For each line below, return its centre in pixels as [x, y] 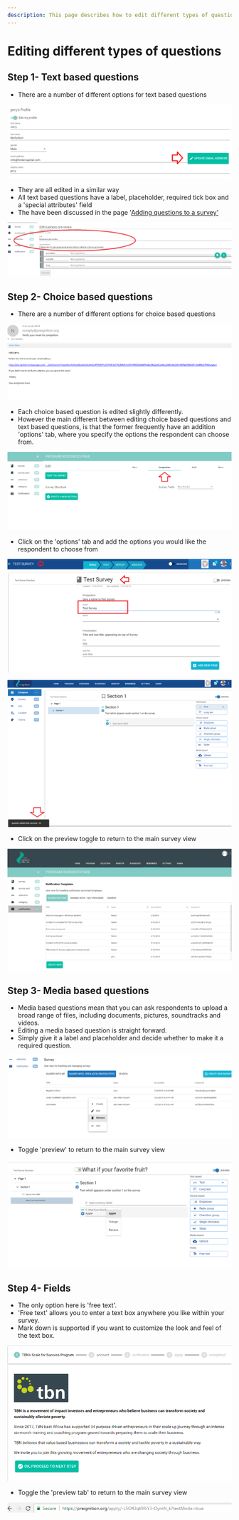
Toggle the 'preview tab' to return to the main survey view [102, 1492]
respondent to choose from [58, 549]
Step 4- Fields [39, 1288]
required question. [45, 1045]
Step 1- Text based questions [73, 77]
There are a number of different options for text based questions [112, 94]
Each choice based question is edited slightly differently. [100, 411]
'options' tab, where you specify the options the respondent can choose [123, 434]
